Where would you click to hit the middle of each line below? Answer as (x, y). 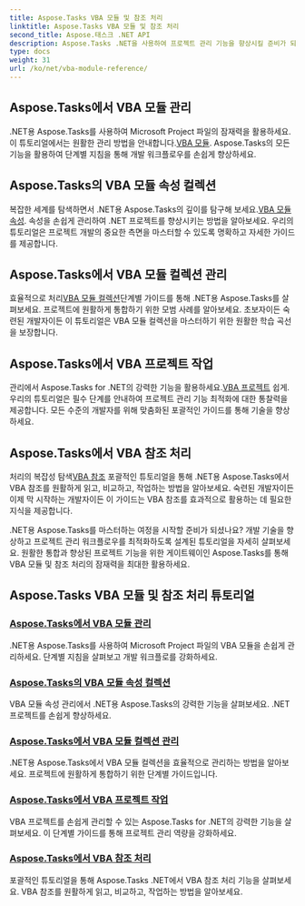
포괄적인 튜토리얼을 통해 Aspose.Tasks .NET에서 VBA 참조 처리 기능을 (135, 880)
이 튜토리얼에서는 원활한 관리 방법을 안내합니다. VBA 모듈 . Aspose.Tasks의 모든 (150, 143)
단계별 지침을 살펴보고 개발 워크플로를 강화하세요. (130, 657)
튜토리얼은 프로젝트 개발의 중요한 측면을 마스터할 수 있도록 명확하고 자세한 (140, 232)
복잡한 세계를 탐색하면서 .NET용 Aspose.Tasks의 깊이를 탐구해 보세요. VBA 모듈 (151, 209)
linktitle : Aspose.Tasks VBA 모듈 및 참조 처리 (94, 26)
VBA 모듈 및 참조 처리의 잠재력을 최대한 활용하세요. (100, 564)
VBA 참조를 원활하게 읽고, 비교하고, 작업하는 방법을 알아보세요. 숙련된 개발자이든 (152, 488)
